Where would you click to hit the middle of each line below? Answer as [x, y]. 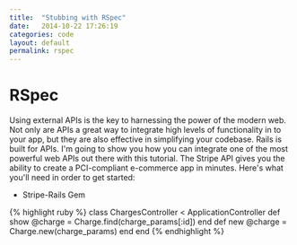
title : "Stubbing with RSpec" [68, 17]
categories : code [42, 34]
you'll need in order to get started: [72, 178]
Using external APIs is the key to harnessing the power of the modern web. [148, 120]
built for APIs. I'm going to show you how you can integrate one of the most [149, 149]
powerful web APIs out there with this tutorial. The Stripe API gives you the [147, 159]
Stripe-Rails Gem [54, 195]
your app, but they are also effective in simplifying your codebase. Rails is [146, 139]
